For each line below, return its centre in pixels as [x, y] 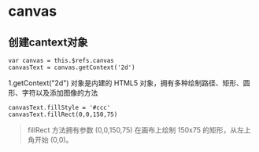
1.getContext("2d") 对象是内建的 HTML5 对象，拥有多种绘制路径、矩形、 [126, 83]
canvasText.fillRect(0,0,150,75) [63, 114]
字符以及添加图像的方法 [60, 93]
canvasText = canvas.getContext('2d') [72, 67]
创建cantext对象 [48, 42]
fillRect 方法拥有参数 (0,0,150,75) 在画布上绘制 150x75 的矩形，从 [132, 130]
